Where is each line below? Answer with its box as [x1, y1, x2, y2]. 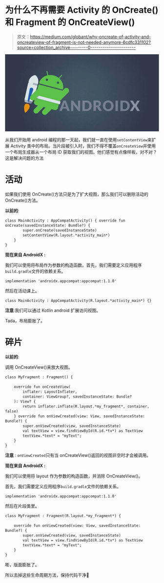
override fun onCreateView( [14, 384, 71, 389]
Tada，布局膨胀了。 [5, 317, 45, 323]
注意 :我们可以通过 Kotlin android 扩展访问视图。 [5, 307, 101, 313]
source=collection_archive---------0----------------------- [17, 45, 136, 50]
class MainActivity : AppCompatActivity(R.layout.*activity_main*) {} [5, 298, 152, 303]
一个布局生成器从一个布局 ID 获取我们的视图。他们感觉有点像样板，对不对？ [5, 149, 157, 155]
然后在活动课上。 [5, 288, 40, 293]
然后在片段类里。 [5, 503, 40, 509]
